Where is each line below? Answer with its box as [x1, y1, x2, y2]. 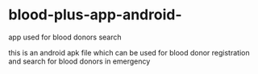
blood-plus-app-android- [8, 6, 182, 24]
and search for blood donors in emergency [8, 56, 151, 66]
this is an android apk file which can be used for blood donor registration [8, 47, 250, 57]
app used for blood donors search [8, 32, 123, 42]
